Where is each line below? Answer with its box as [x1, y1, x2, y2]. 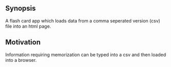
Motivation [5, 38, 41, 47]
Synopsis [5, 4, 36, 13]
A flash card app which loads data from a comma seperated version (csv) [5, 17, 160, 24]
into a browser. [5, 57, 37, 63]
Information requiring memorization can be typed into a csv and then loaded [5, 51, 166, 58]
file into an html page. [5, 23, 51, 29]
